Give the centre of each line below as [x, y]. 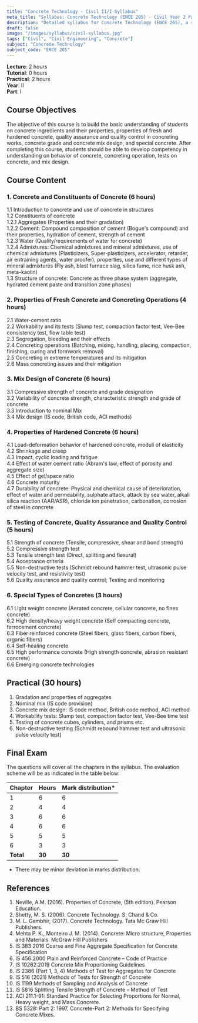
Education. [28, 908]
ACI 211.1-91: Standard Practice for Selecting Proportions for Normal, [98, 996]
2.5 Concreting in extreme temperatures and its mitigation [76, 357]
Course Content [36, 180]
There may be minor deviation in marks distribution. [78, 870]
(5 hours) [20, 530]
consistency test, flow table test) [46, 332]
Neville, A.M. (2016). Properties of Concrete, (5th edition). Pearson [96, 902]
